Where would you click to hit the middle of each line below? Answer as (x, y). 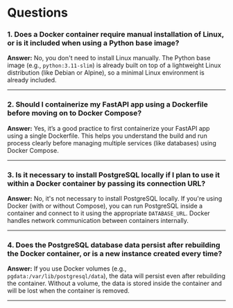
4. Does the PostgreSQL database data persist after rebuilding (114, 245)
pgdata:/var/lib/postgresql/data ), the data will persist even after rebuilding (116, 276)
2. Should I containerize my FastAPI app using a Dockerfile (107, 105)
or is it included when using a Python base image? (93, 43)
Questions (37, 13)
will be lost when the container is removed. (68, 291)
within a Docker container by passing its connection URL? (106, 183)
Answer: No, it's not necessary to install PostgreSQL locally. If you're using (115, 199)
